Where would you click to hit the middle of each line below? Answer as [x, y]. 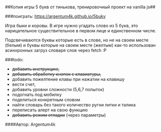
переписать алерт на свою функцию [50, 110]
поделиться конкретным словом [46, 100]
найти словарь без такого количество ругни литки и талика [74, 105]
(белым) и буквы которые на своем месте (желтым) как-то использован [80, 45]
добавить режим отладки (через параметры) [59, 115]
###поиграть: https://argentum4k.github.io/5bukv [55, 16]
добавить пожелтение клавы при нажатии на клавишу [68, 79]
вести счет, [24, 84]
